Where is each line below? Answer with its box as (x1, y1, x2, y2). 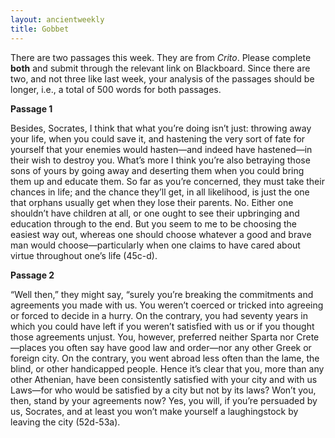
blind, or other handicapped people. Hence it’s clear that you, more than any (10, 362, 325, 375)
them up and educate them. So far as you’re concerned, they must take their (10, 175, 325, 187)
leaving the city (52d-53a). (10, 416, 121, 428)
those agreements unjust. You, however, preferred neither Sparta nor (10, 331, 295, 343)
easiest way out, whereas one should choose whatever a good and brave (10, 228, 312, 240)
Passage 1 (10, 102, 53, 115)
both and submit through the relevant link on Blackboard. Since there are (10, 62, 311, 74)
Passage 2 (10, 269, 55, 281)
